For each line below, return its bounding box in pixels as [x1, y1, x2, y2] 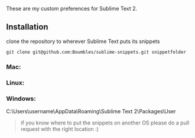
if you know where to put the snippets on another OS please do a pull [20, 119, 190, 126]
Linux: [6, 78, 25, 87]
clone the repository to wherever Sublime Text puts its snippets [6, 38, 160, 45]
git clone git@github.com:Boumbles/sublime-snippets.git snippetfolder [6, 49, 186, 55]
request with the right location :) [20, 125, 99, 132]
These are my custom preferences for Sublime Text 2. [6, 5, 138, 12]
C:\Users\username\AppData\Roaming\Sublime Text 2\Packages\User [6, 107, 176, 114]
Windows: [6, 94, 37, 103]
